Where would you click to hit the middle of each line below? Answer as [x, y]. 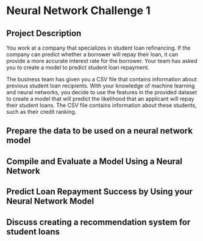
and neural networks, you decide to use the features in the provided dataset [101, 92]
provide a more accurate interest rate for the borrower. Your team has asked [102, 61]
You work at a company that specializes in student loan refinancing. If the [98, 48]
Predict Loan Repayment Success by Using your [100, 192]
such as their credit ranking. [41, 112]
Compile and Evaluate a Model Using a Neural [94, 161]
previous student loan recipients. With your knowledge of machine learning [101, 86]
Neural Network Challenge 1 [78, 11]
